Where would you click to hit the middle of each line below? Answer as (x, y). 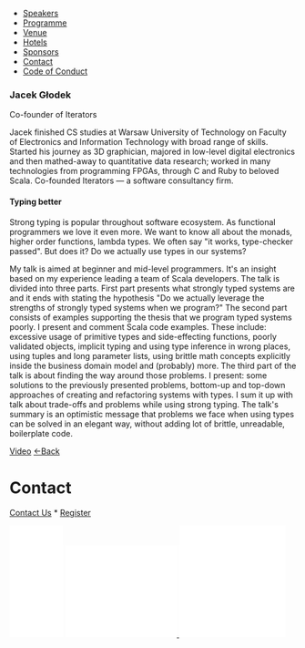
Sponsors (41, 52)
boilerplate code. (41, 433)
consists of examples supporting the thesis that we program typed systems (151, 317)
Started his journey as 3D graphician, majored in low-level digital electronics (152, 152)
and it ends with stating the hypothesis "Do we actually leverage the (137, 298)
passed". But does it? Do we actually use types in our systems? (128, 251)
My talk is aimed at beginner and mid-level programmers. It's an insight (143, 269)
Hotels (35, 42)
